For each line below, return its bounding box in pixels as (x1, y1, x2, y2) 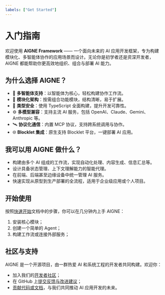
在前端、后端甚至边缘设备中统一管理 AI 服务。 (12, 172, 107, 178)
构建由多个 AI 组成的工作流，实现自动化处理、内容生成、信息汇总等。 (12, 159, 155, 165)
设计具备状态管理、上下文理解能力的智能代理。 (12, 165, 109, 172)
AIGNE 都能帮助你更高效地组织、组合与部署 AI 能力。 (5, 60, 114, 66)
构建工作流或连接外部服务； (12, 231, 70, 237)
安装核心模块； (12, 219, 43, 225)
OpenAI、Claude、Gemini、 (91, 109, 149, 115)
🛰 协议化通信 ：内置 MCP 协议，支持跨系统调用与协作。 (12, 122, 127, 128)
